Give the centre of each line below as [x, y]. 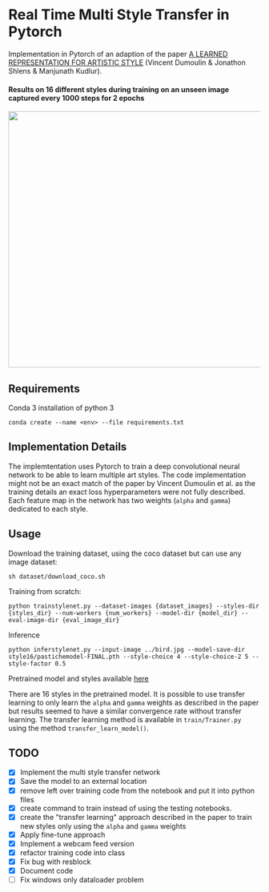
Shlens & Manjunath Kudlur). [55, 70]
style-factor [30, 663]
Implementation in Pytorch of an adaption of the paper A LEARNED [118, 54]
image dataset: [33, 561]
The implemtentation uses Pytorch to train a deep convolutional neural [124, 466]
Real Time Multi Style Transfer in [119, 15]
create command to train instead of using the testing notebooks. [126, 808]
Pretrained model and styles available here [79, 678]
